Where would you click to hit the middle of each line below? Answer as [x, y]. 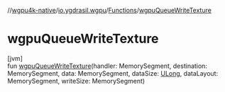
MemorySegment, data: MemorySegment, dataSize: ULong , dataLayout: [113, 73]
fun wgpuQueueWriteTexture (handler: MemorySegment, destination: [108, 66]
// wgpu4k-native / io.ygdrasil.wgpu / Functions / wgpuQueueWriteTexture [109, 10]
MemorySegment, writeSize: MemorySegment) [76, 81]
